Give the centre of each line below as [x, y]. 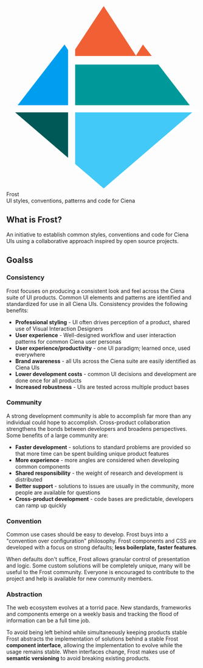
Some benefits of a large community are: [57, 435]
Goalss [20, 260]
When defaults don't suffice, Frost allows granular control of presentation [98, 560]
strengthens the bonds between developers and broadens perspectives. [97, 428]
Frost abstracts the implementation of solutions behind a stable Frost [92, 639]
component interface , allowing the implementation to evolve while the [95, 645]
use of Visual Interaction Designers [59, 329]
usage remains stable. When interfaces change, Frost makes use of [91, 652]
